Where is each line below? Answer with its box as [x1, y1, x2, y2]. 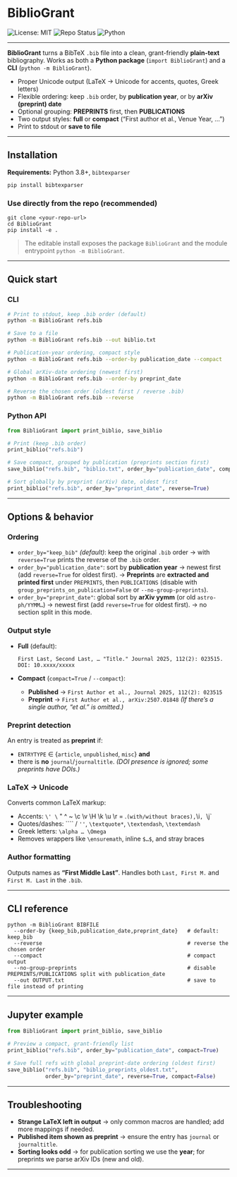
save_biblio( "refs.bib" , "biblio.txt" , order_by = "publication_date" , [7, 465, 217, 473]
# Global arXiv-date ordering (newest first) [7, 368, 143, 375]
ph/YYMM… [17, 602, 44, 609]
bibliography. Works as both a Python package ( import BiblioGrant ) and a [7, 56, 226, 64]
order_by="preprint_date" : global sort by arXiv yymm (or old [17, 593, 196, 602]
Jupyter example [7, 1008, 83, 1020]
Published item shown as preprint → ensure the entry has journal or [17, 1133, 220, 1141]
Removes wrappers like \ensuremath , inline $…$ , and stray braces [17, 834, 205, 843]
